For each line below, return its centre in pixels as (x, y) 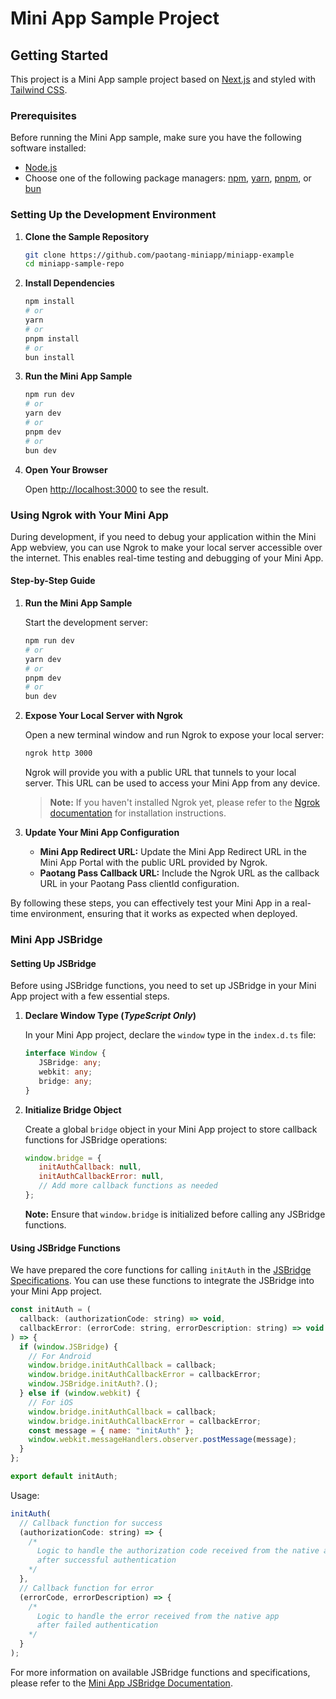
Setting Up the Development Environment (113, 215)
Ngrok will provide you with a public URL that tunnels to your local (160, 773)
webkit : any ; (65, 1072)
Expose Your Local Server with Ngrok (103, 716)
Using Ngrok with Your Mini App (89, 515)
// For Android (60, 1356)
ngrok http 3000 (58, 753)
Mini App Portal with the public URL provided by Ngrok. (153, 863)
